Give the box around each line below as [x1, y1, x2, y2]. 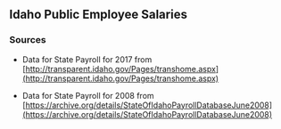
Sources [9, 34, 46, 46]
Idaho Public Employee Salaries [9, 7, 187, 22]
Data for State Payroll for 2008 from [21, 90, 154, 101]
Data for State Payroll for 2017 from [21, 53, 153, 65]
